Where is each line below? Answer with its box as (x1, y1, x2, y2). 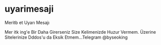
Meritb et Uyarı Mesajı (4, 20, 50, 25)
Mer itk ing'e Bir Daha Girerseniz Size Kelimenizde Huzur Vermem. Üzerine (4, 29, 156, 35)
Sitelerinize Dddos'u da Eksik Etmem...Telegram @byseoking (4, 34, 128, 40)
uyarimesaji (4, 3, 54, 15)
